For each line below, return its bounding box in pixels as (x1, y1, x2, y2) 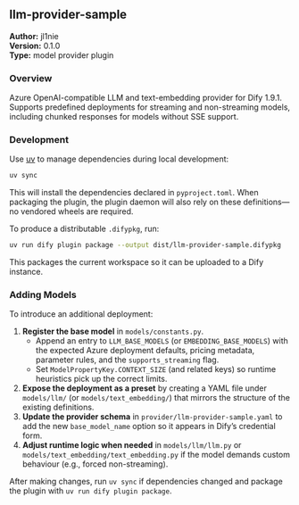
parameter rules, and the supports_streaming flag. (35, 354, 220, 365)
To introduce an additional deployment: (9, 309, 154, 319)
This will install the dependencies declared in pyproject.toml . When (9, 187, 259, 198)
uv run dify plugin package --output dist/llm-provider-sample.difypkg (9, 241, 281, 250)
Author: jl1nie (9, 30, 60, 41)
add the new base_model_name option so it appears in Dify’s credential (21, 421, 277, 432)
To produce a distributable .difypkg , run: (9, 223, 160, 235)
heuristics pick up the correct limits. (35, 374, 168, 385)
